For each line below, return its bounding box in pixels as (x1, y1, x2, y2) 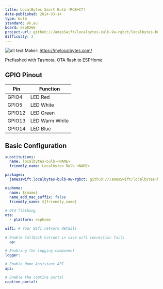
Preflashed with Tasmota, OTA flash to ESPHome (5, 57, 103, 63)
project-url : (5, 30, 32, 34)
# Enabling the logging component (5, 248, 75, 253)
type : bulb (5, 16, 27, 21)
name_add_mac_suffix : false (9, 195, 66, 200)
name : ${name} (9, 190, 38, 195)
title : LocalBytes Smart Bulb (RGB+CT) (5, 7, 86, 12)
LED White (30, 102, 54, 108)
